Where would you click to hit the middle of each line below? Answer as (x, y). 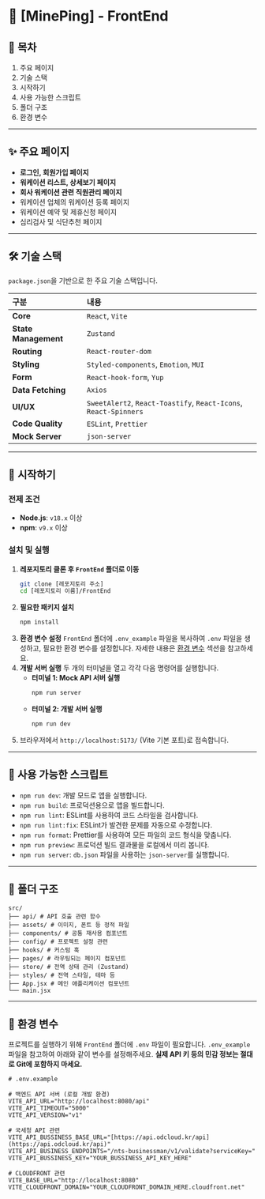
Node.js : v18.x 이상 (51, 518)
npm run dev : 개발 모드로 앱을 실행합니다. (83, 795)
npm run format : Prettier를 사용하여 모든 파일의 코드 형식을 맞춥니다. (125, 835)
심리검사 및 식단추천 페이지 (61, 221)
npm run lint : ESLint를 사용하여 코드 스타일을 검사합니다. (109, 815)
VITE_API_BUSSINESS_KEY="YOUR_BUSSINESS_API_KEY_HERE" (100, 1158)
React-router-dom (119, 351)
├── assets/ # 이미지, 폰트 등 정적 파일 (69, 925)
